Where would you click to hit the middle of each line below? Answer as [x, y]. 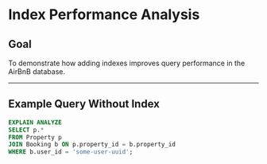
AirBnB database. [37, 72]
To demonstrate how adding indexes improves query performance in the [127, 63]
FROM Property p [35, 137]
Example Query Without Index [84, 104]
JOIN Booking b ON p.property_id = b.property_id [92, 145]
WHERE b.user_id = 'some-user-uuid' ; [71, 152]
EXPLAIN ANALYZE [35, 122]
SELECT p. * [26, 130]
